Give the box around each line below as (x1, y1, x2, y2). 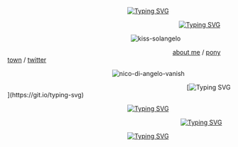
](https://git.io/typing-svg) (7, 91, 84, 99)
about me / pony (172, 48, 221, 56)
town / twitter (7, 55, 47, 64)
